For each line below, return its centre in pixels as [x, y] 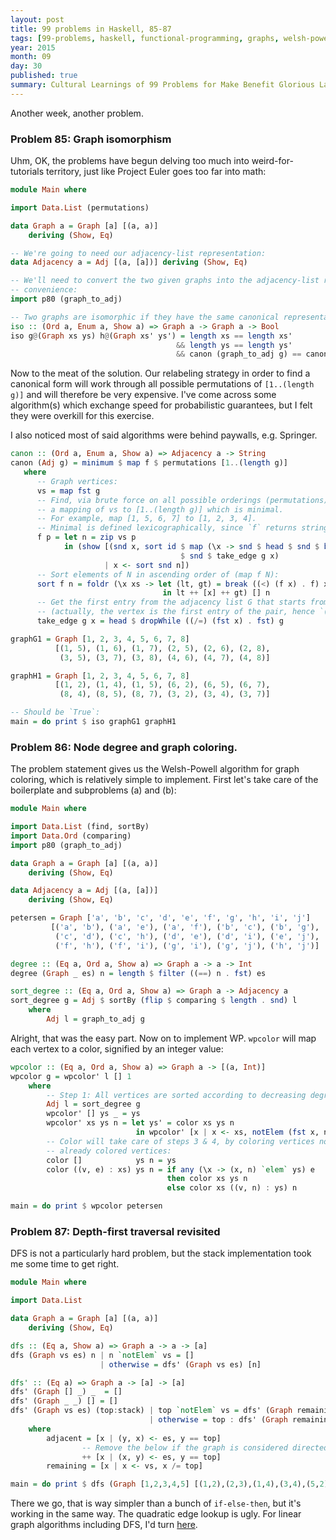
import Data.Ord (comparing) [71, 836]
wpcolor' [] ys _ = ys [93, 1114]
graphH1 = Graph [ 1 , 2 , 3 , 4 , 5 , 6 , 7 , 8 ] [100, 676]
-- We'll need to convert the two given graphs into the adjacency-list [165, 281]
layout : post [37, 19]
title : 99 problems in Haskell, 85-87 [91, 29]
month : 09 [31, 57]
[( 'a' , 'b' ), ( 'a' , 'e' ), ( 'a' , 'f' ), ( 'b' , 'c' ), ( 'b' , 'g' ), [185, 927]
